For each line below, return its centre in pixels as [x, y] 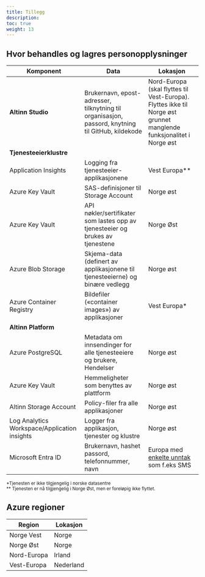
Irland [62, 555]
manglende [164, 127]
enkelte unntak [169, 458]
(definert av [101, 262]
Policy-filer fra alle [111, 403]
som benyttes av [108, 385]
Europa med [165, 450]
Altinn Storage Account [43, 407]
